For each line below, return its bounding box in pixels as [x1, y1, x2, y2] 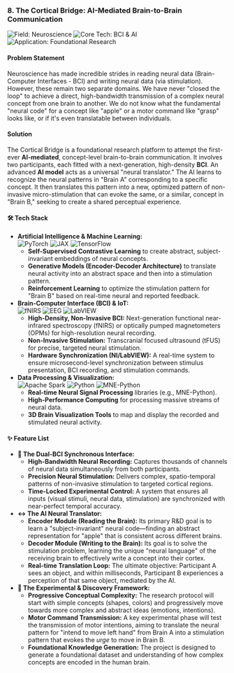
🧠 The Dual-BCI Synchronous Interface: [17, 450, 135, 458]
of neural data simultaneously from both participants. [27, 465, 182, 474]
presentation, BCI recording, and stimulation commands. [27, 366, 191, 374]
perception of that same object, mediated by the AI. [27, 576, 176, 585]
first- [208, 146, 224, 154]
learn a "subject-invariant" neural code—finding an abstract [27, 524, 200, 533]
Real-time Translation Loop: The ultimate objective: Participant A [27, 562, 217, 570]
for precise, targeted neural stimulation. [27, 343, 142, 352]
